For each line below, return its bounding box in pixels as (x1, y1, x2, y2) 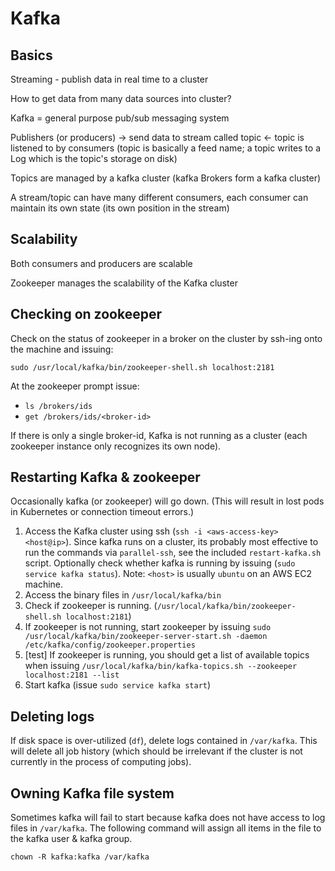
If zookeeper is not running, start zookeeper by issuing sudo (24, 621, 272, 633)
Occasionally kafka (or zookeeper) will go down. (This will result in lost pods (10, 495, 325, 507)
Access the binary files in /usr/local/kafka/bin (24, 589, 222, 601)
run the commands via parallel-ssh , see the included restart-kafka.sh (24, 547, 322, 559)
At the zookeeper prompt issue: (10, 380, 140, 392)
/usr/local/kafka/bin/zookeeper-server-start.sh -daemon (24, 632, 268, 642)
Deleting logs (10, 708, 95, 725)
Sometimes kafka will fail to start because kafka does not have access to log (10, 812, 326, 824)
